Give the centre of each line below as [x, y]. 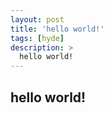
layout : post [37, 19]
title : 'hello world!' [57, 29]
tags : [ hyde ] [37, 38]
